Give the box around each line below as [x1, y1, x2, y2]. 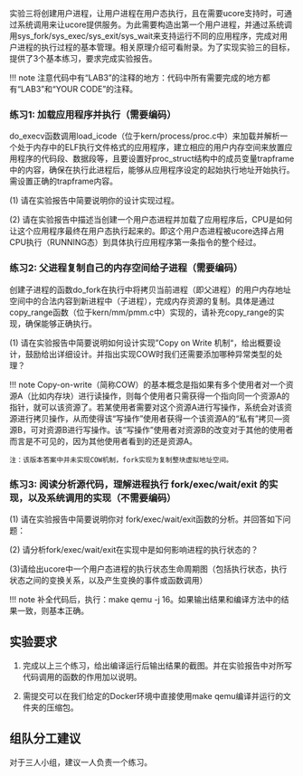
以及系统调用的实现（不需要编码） [27, 491, 176, 504]
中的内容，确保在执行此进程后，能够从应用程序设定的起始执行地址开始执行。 [9, 165, 295, 175]
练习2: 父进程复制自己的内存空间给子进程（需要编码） [9, 261, 243, 274]
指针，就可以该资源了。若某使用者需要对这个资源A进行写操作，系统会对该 [9, 402, 285, 412]
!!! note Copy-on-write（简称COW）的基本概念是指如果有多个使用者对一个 [9, 379, 287, 390]
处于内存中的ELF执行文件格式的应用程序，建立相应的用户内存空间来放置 [16, 142, 285, 153]
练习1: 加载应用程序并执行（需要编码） [9, 108, 176, 120]
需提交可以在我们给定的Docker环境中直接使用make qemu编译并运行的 [22, 690, 283, 701]
